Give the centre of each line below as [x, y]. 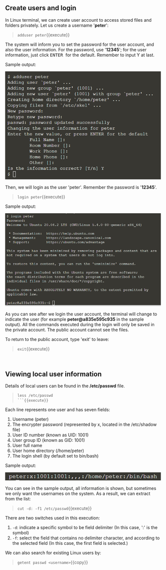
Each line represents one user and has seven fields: [58, 410]
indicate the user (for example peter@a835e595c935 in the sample [75, 319]
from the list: [18, 499]
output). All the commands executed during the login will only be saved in [80, 325]
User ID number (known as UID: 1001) [50, 435]
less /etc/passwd [35, 396]
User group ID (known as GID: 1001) [49, 440]
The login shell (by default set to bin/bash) [55, 456]
